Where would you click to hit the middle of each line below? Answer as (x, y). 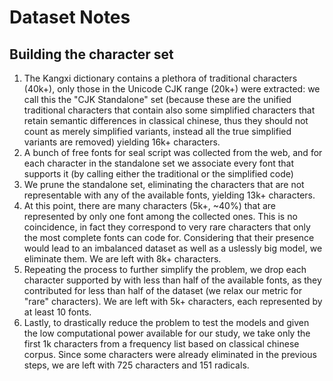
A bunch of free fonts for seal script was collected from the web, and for (173, 152)
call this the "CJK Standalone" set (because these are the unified (157, 99)
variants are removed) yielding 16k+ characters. (122, 142)
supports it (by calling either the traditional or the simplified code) (158, 174)
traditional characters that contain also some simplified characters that (169, 110)
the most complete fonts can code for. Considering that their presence (169, 237)
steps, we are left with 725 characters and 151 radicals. (136, 365)
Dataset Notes (70, 17)
